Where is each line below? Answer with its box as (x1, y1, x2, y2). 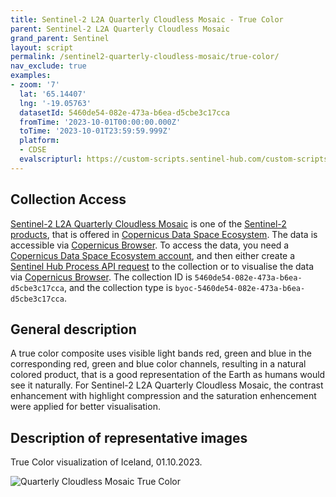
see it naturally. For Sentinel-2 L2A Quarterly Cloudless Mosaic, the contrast (10, 379, 324, 391)
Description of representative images (10, 429, 248, 446)
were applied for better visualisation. (10, 401, 161, 413)
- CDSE (19, 145, 47, 155)
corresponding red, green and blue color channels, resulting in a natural (10, 358, 307, 370)
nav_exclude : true (10, 61, 87, 71)
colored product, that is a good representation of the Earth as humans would (10, 369, 326, 381)
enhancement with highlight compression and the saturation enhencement (10, 390, 317, 402)
